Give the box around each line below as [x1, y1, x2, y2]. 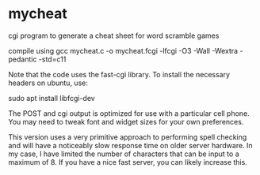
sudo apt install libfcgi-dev [8, 93, 95, 102]
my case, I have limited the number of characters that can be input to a [8, 149, 239, 158]
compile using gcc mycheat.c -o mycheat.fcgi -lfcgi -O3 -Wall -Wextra [8, 46, 239, 55]
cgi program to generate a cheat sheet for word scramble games [8, 31, 220, 40]
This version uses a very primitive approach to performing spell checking [8, 132, 247, 142]
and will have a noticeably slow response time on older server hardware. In [8, 140, 253, 150]
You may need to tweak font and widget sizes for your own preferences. [8, 117, 244, 126]
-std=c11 [38, 54, 67, 64]
